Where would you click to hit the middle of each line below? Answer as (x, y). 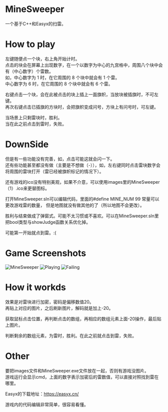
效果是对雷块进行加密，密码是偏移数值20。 (49, 302)
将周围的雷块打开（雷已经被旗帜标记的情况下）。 (54, 171)
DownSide (27, 144)
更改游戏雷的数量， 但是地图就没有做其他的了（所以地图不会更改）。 (75, 205)
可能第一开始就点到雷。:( (31, 233)
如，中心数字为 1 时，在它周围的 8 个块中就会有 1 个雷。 (62, 77)
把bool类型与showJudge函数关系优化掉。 (48, 222)
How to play (30, 44)
